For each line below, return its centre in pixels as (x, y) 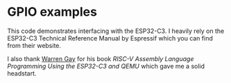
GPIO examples (52, 12)
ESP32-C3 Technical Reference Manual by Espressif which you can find (110, 38)
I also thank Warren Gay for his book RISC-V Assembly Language (101, 58)
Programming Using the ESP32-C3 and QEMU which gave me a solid (106, 66)
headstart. (22, 73)
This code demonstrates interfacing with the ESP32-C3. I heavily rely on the (116, 31)
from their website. (34, 45)
